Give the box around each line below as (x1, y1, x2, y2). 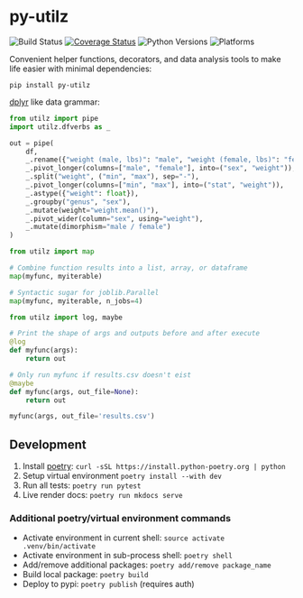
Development (9, 437, 87, 452)
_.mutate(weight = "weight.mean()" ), (25, 206, 160, 215)
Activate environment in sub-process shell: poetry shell (22, 550, 233, 561)
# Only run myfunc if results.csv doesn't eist (9, 370, 192, 380)
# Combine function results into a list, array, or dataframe (9, 263, 248, 272)
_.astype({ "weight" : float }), (25, 189, 140, 198)
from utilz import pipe (9, 114, 99, 123)
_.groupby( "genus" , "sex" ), (25, 197, 131, 207)
